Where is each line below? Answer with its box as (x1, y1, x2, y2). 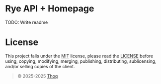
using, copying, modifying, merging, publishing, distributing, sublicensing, (5, 58, 157, 64)
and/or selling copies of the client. (5, 63, 76, 69)
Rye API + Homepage (5, 3, 94, 14)
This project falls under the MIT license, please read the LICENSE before (5, 53, 154, 59)
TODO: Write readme (5, 19, 48, 25)
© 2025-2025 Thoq (17, 73, 58, 79)
